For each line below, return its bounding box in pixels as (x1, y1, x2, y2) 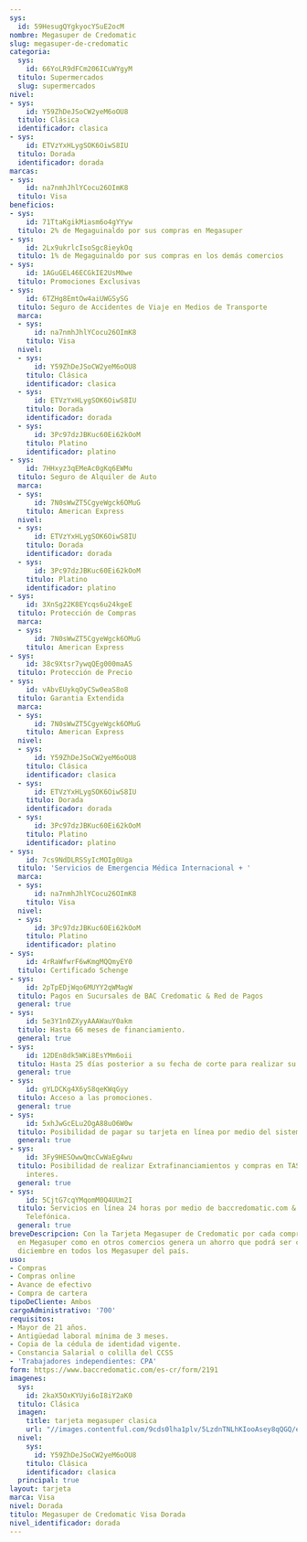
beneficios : (9, 200, 55, 210)
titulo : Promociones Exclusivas (17, 277, 142, 286)
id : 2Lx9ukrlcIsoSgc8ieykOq (26, 243, 132, 252)
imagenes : (9, 1374, 48, 1383)
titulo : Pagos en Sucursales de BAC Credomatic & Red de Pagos (17, 991, 263, 1001)
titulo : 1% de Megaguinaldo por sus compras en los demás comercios (17, 252, 284, 261)
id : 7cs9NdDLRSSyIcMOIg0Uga (26, 855, 132, 864)
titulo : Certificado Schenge (17, 966, 129, 975)
